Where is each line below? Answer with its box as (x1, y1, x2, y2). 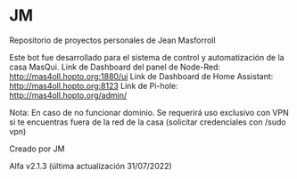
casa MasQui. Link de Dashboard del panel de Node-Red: (9, 61, 221, 72)
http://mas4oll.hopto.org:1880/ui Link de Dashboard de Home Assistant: (9, 70, 274, 81)
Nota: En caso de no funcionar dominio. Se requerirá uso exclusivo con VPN (9, 107, 290, 118)
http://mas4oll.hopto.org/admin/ (9, 90, 128, 101)
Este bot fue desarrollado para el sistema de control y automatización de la (9, 52, 285, 62)
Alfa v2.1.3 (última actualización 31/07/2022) (9, 160, 172, 171)
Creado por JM (9, 143, 65, 154)
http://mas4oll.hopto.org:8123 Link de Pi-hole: (9, 80, 178, 91)
